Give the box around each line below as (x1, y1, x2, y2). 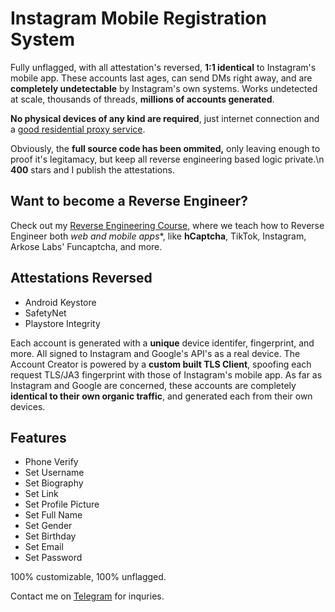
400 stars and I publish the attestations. (10, 163, 175, 176)
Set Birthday (24, 530, 77, 542)
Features (10, 429, 67, 446)
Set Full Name (24, 509, 83, 521)
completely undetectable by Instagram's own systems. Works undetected (10, 82, 318, 94)
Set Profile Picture (24, 498, 100, 511)
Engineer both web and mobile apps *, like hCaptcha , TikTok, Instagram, (10, 230, 307, 242)
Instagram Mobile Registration (10, 7, 267, 30)
